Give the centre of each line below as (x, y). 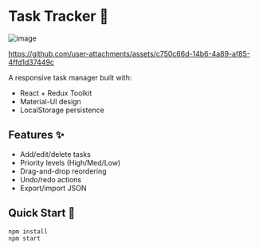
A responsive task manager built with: (70, 77)
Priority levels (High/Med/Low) (70, 162)
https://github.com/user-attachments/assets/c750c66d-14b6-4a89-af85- (129, 53)
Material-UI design (50, 101)
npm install (28, 231)
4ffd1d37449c (31, 62)
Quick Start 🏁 (42, 213)
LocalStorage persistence (62, 110)
